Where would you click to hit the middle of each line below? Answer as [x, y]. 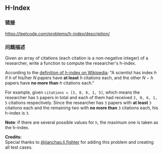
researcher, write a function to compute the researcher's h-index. [71, 63]
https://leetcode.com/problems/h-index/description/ [58, 34]
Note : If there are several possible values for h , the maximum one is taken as [82, 122]
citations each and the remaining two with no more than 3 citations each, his [82, 108]
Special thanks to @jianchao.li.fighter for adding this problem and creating [80, 142]
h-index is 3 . [18, 113]
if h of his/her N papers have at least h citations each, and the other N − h [79, 78]
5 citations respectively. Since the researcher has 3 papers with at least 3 [78, 103]
